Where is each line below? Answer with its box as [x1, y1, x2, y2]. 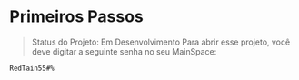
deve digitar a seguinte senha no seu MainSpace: [31, 45, 217, 56]
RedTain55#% [9, 64, 55, 73]
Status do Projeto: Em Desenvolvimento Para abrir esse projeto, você [31, 36, 291, 47]
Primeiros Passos [9, 6, 144, 27]
